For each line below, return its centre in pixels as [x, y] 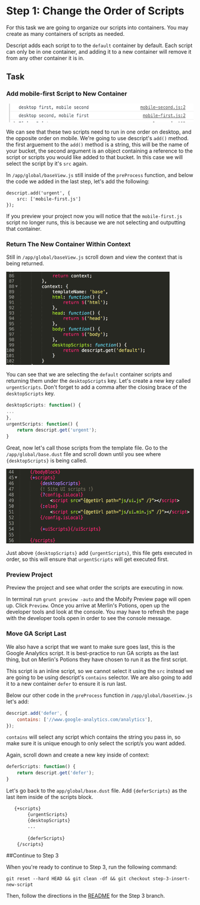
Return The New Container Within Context [68, 244]
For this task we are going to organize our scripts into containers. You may [97, 27]
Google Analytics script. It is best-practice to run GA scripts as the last [93, 653]
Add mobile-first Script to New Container [67, 94]
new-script [20, 885]
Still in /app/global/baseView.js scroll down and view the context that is [94, 257]
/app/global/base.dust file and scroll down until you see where [84, 454]
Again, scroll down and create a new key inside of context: [78, 755]
